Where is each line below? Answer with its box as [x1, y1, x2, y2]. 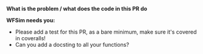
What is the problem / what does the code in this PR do [6, 5, 148, 12]
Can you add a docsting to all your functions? [15, 41, 129, 48]
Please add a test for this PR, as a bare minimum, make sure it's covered [15, 28, 197, 35]
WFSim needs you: [6, 17, 55, 23]
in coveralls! [15, 35, 46, 41]
